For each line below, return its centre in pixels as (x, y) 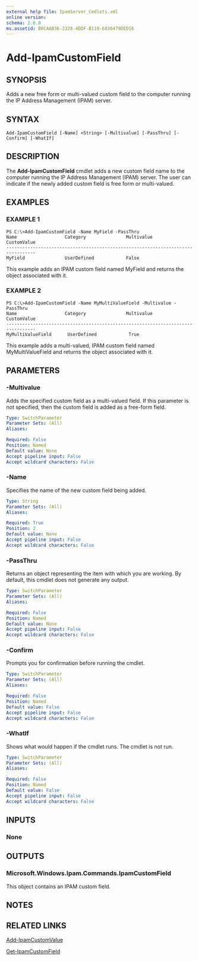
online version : (26, 17)
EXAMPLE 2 (24, 291)
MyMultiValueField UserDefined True (73, 334)
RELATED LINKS (36, 925)
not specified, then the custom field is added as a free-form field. (86, 407)
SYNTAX (23, 119)
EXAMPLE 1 (23, 220)
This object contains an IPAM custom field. (59, 886)
